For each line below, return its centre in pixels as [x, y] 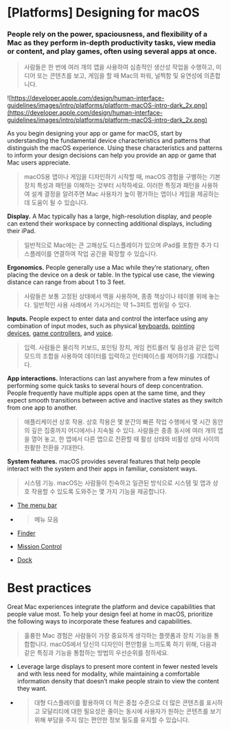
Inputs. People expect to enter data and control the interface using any [107, 319]
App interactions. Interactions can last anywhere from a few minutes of [109, 378]
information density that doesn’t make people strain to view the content [118, 681]
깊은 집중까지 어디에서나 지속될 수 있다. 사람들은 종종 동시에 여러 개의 [124, 431]
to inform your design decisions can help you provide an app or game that [112, 155]
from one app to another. [42, 408]
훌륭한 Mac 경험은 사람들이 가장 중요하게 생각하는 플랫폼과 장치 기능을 [118, 636]
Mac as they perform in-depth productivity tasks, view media [112, 43]
